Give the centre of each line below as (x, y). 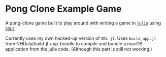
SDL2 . (11, 28)
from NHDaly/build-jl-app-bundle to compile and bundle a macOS (74, 43)
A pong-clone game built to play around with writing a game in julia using (83, 23)
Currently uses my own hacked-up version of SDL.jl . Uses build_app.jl (81, 38)
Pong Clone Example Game (63, 9)
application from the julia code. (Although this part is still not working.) (79, 49)
